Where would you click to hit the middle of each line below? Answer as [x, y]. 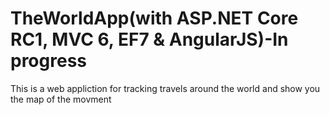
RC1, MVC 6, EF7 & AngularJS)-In [149, 39]
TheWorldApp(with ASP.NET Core [154, 18]
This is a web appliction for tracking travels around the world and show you [165, 88]
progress [48, 61]
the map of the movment [61, 99]
